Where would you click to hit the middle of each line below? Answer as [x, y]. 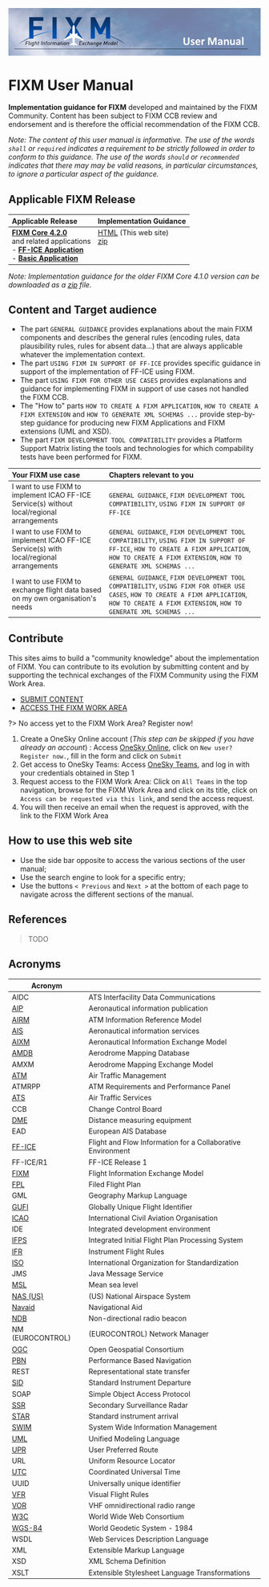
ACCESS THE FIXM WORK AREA [74, 707]
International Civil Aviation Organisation [153, 1218]
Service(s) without [42, 504]
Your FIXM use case [46, 474]
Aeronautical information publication [148, 1008]
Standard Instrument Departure [140, 1383]
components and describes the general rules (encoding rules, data [130, 338]
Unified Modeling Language [134, 1438]
